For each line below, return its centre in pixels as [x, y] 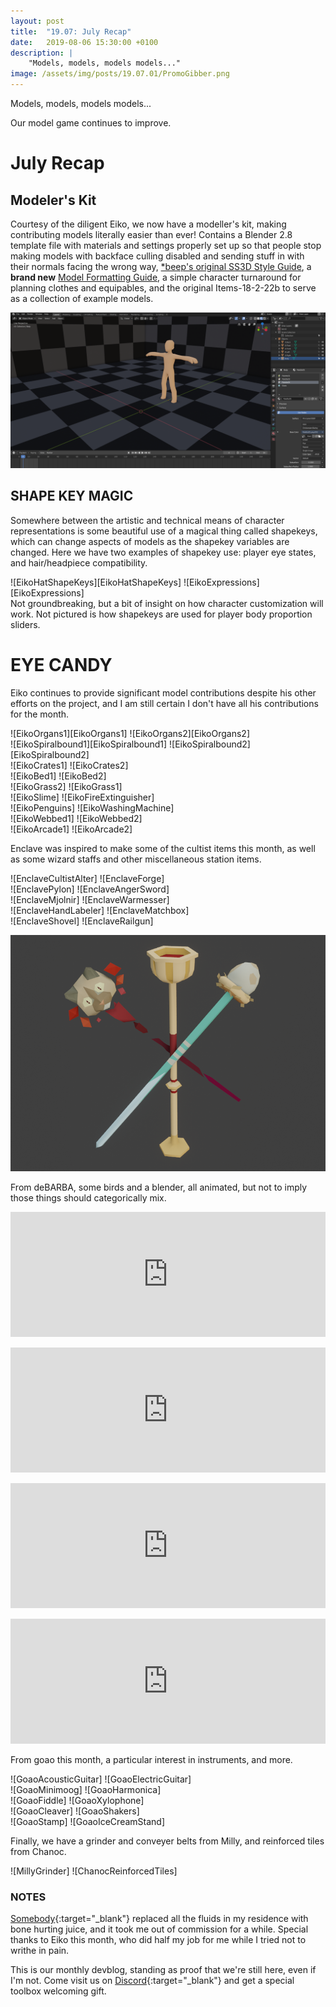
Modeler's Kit [53, 200]
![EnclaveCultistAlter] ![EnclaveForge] [87, 878]
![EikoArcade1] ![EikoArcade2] [71, 829]
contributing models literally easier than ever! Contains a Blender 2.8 [151, 234]
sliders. [25, 624]
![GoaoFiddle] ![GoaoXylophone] [77, 1800]
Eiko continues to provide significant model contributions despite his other [163, 692]
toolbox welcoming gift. [58, 1991]
